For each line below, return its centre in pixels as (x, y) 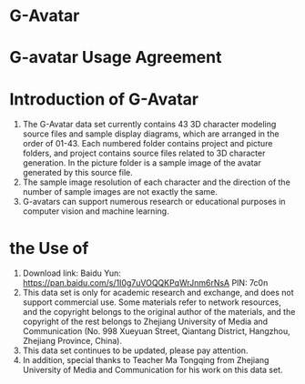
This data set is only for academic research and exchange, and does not (158, 293)
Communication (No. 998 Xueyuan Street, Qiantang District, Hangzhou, (157, 331)
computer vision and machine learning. (96, 211)
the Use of (49, 248)
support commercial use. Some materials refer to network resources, (152, 302)
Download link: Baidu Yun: (71, 273)
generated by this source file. (78, 173)
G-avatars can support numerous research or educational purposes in (154, 202)
